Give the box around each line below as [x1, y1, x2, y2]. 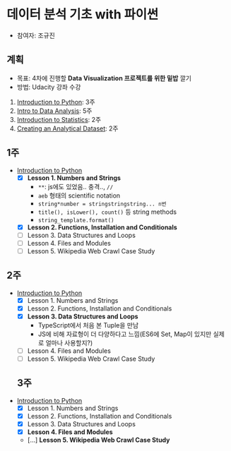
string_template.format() [37, 217, 114, 224]
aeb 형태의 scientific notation [37, 191, 121, 200]
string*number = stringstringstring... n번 [37, 200, 167, 208]
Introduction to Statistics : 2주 [16, 115, 102, 124]
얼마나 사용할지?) [45, 338, 93, 347]
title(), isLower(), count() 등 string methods [37, 208, 177, 216]
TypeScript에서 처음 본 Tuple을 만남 [37, 320, 139, 329]
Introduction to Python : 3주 [16, 97, 96, 106]
